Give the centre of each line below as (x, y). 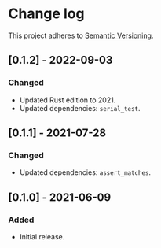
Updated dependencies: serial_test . (80, 108)
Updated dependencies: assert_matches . (85, 172)
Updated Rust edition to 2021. (68, 100)
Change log (46, 14)
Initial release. (42, 237)
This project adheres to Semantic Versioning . (81, 35)
